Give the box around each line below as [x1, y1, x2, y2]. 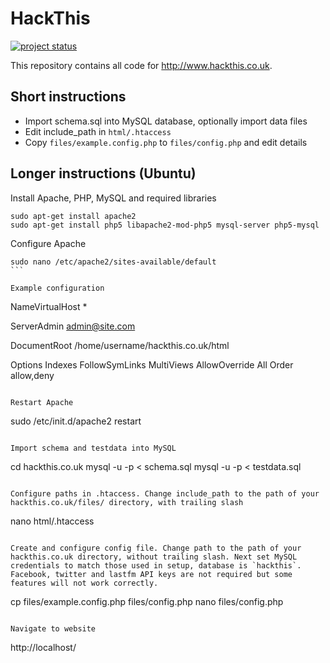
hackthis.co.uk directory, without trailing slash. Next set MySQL [10, 552, 298, 562]
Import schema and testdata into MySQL [10, 443, 177, 453]
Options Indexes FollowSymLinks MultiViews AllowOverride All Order [10, 358, 294, 371]
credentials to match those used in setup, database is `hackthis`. [10, 560, 302, 571]
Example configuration [10, 283, 105, 293]
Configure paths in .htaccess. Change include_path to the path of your [10, 488, 320, 499]
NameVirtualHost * [10, 300, 88, 312]
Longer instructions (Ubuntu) [10, 165, 197, 182]
